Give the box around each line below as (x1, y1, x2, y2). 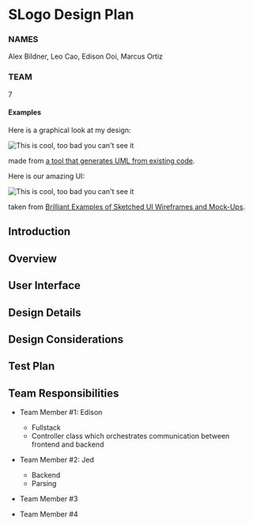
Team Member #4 (19, 509, 79, 519)
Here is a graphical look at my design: (8, 125, 131, 135)
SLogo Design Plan (8, 6, 134, 24)
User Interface (8, 279, 81, 292)
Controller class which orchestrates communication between (31, 432, 230, 441)
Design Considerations (8, 333, 124, 346)
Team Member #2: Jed (19, 455, 95, 465)
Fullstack (31, 423, 62, 432)
